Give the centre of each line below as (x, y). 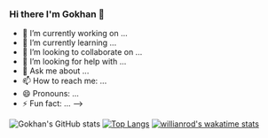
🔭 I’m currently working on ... (75, 34)
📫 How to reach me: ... (64, 81)
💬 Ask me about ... (55, 71)
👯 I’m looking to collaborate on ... (82, 52)
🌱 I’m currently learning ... (69, 42)
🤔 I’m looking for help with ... (74, 62)
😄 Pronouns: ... (51, 94)
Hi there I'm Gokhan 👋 (57, 14)
